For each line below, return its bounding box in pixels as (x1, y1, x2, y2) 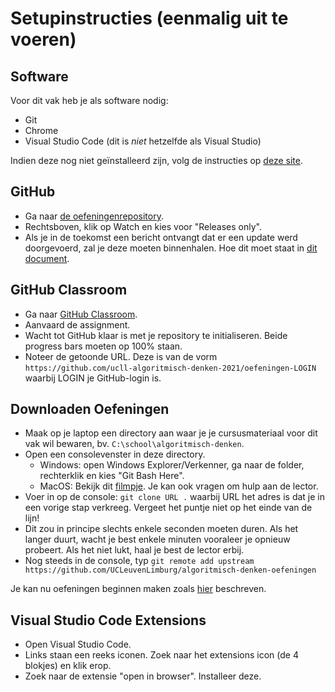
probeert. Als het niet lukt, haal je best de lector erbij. (24, 544, 245, 556)
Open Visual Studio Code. (24, 638, 132, 651)
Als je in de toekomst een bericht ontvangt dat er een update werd (24, 231, 298, 243)
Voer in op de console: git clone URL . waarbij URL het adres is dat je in (24, 491, 325, 503)
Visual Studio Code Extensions (10, 612, 207, 629)
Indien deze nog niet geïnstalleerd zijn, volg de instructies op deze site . (10, 155, 303, 166)
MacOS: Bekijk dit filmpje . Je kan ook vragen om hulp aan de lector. (39, 480, 319, 492)
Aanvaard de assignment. (24, 318, 131, 331)
